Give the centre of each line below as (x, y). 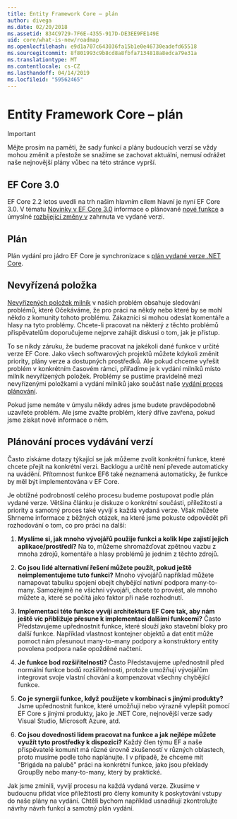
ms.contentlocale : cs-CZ (44, 66)
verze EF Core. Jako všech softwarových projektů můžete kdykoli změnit (113, 353)
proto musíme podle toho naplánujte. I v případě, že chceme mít (110, 757)
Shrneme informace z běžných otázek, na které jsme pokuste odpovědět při (117, 517)
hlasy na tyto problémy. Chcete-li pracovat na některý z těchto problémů (113, 324)
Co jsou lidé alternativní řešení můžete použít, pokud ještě (104, 567)
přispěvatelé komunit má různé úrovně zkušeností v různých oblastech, (121, 749)
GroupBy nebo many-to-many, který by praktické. (90, 772)
